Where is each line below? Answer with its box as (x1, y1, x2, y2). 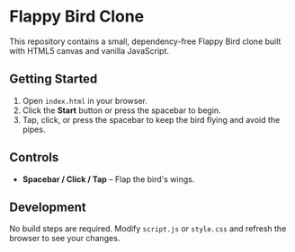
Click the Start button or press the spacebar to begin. (22, 105, 222, 116)
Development (9, 199, 87, 214)
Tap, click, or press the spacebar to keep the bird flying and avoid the (22, 114, 281, 125)
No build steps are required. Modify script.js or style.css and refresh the (9, 223, 287, 234)
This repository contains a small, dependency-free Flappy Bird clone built (9, 36, 282, 47)
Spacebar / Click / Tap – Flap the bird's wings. (22, 173, 195, 185)
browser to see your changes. (9, 233, 121, 244)
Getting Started (9, 72, 98, 87)
